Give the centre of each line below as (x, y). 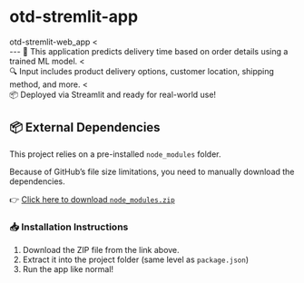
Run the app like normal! (68, 269)
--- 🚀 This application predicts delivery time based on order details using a (149, 51)
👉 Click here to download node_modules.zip (92, 199)
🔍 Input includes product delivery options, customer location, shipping (142, 71)
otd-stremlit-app (74, 17)
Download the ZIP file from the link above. (101, 250)
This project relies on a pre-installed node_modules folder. (115, 154)
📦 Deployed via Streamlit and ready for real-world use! (113, 94)
